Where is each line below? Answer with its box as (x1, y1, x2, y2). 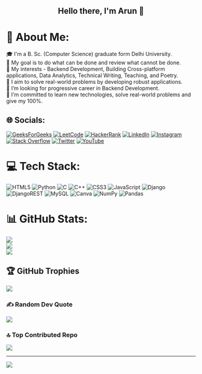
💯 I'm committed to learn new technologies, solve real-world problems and (6, 91, 191, 98)
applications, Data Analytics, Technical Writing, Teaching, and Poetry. (6, 72, 179, 79)
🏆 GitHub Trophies (6, 266, 80, 276)
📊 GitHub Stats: (6, 212, 88, 226)
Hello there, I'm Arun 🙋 (58, 6, 144, 16)
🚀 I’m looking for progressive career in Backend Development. (6, 85, 160, 92)
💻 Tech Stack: (6, 160, 81, 173)
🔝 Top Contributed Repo (6, 331, 78, 339)
